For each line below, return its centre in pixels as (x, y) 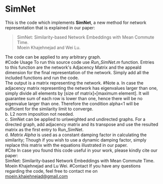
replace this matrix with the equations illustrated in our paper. (66, 145)
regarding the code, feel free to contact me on (51, 171)
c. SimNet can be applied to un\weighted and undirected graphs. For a (75, 119)
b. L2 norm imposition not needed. (40, 114)
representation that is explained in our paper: (50, 27)
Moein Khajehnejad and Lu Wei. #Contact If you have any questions (73, 166)
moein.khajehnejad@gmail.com (36, 176)
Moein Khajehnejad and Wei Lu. (49, 47)
